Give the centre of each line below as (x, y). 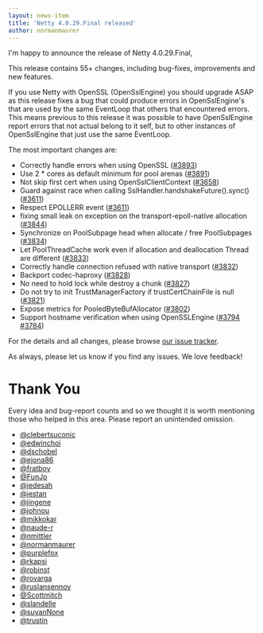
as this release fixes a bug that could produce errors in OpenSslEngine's (126, 101)
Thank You (44, 388)
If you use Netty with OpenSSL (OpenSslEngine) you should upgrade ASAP (131, 92)
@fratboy (35, 468)
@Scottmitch (41, 595)
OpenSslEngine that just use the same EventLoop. (90, 134)
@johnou (35, 511)
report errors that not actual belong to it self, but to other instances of (122, 126)
